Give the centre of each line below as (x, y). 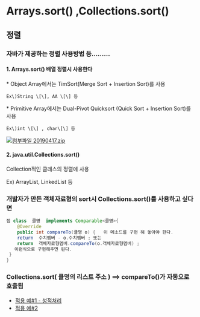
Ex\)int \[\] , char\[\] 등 (41, 128)
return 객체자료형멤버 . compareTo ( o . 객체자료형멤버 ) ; (78, 243)
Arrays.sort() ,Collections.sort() (88, 11)
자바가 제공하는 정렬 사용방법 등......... (58, 54)
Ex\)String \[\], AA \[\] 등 (42, 96)
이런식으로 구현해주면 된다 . (43, 249)
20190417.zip (49, 140)
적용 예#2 (26, 308)
